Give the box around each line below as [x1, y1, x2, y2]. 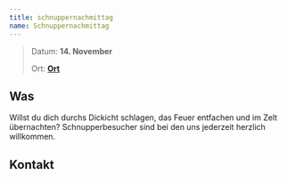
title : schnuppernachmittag [9, 12, 114, 22]
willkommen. [9, 131, 56, 142]
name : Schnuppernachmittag [9, 21, 110, 30]
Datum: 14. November [30, 45, 113, 56]
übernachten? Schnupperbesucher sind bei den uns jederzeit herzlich [9, 122, 266, 133]
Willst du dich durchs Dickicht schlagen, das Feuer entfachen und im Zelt [9, 112, 278, 123]
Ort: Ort [30, 63, 61, 74]
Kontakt [9, 157, 55, 172]
